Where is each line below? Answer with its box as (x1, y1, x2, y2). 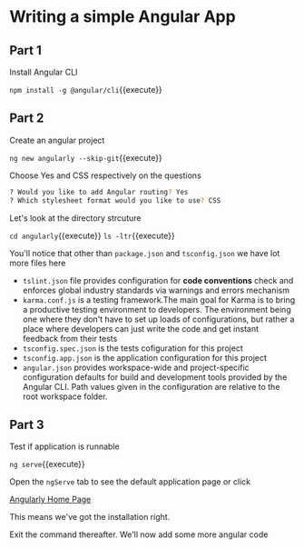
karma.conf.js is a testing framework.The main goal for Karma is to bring (22, 294, 296, 305)
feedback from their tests (22, 333, 118, 344)
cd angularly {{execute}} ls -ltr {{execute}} (9, 230, 175, 241)
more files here (9, 257, 66, 268)
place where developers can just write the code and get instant (22, 323, 260, 334)
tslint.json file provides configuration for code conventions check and (22, 274, 294, 285)
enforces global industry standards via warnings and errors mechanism (22, 284, 290, 295)
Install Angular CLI (9, 66, 78, 77)
